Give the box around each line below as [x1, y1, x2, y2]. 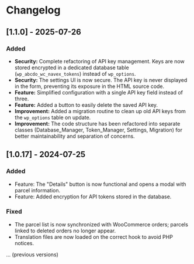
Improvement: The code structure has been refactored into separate [14, 120, 181, 127]
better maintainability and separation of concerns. [14, 133, 136, 140]
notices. [14, 239, 34, 246]
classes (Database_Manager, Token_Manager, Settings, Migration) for [14, 126, 183, 133]
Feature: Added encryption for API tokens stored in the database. [14, 193, 172, 200]
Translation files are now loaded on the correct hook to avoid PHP [14, 233, 174, 241]
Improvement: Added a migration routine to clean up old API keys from [14, 107, 186, 114]
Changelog [6, 4, 61, 17]
